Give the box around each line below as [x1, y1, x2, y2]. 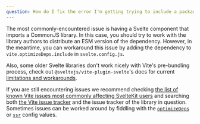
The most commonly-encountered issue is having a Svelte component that [6, 25, 189, 32]
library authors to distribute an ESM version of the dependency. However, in [6, 37, 192, 44]
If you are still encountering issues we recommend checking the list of [6, 85, 179, 93]
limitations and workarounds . [6, 74, 77, 81]
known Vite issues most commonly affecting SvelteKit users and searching [6, 92, 189, 99]
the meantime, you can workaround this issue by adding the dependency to [6, 44, 192, 51]
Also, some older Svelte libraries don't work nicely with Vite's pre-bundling [6, 62, 190, 69]
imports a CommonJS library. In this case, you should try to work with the [6, 31, 186, 39]
